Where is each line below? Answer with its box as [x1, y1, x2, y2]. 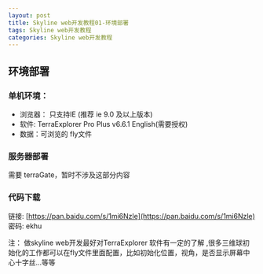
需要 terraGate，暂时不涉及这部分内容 [8, 170, 131, 180]
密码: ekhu [8, 221, 42, 231]
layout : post [8, 11, 51, 20]
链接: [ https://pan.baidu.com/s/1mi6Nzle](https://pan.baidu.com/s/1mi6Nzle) [8, 211, 255, 220]
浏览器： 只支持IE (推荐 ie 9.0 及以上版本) [19, 109, 153, 119]
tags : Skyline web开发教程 [8, 26, 92, 34]
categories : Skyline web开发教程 [8, 33, 113, 42]
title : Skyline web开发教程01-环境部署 [8, 19, 130, 27]
